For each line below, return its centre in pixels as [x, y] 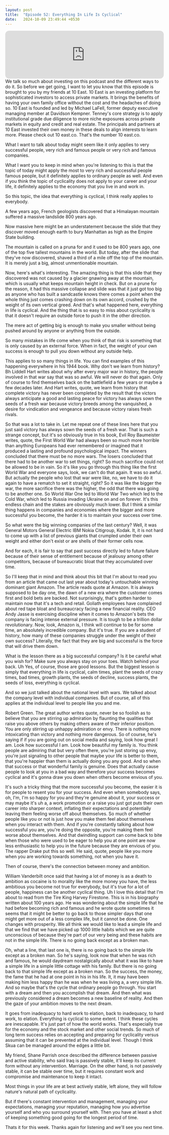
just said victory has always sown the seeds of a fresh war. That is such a [81, 430]
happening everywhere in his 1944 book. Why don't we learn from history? [82, 366]
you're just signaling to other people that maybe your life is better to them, [82, 756]
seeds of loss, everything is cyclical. [43, 683]
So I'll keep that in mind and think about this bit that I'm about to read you [81, 577]
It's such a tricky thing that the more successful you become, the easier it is [84, 787]
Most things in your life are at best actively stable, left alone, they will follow [83, 1087]
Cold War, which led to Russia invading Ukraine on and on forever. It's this [82, 499]
